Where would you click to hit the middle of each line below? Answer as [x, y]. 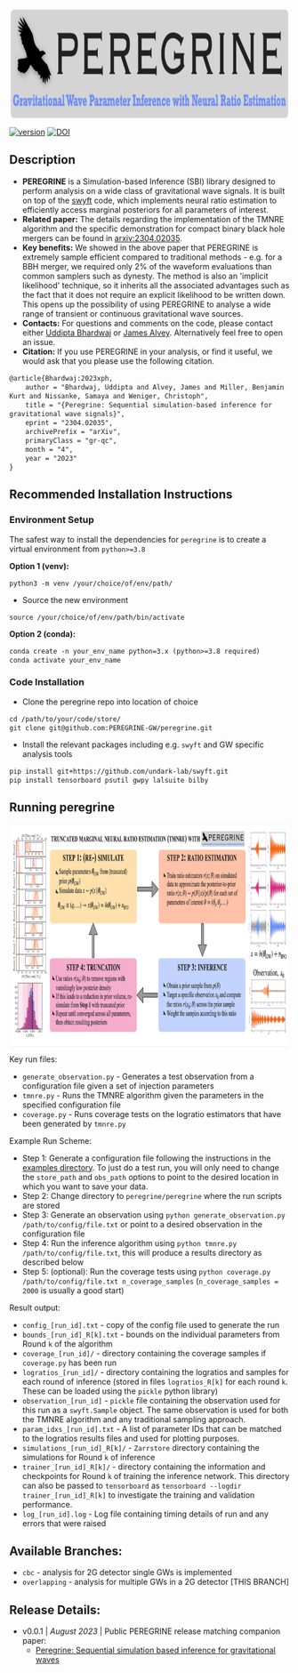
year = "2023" [51, 458]
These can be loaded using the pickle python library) [120, 1391]
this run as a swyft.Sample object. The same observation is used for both [155, 1410]
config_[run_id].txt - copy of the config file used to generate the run [151, 1324]
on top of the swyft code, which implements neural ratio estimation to [149, 200]
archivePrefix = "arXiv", [73, 431]
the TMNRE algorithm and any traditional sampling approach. [134, 1419]
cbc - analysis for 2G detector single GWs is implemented [127, 1572]
